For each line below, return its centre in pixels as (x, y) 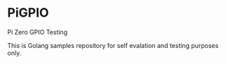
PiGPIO (28, 13)
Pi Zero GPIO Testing (38, 32)
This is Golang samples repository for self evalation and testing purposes (113, 45)
